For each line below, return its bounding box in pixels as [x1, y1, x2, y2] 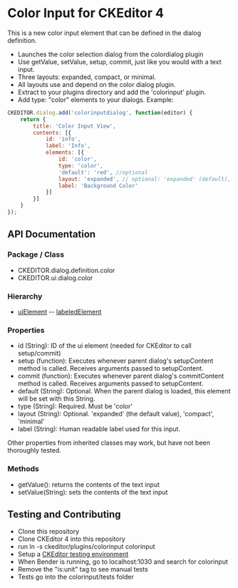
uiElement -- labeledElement [17, 307, 102, 316]
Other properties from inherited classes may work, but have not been [7, 438, 210, 447]
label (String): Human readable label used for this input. [17, 425, 180, 433]
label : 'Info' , [45, 143, 91, 150]
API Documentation [7, 228, 96, 240]
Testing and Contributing [7, 508, 121, 520]
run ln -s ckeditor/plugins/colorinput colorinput [17, 542, 155, 551]
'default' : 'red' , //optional [58, 169, 148, 176]
